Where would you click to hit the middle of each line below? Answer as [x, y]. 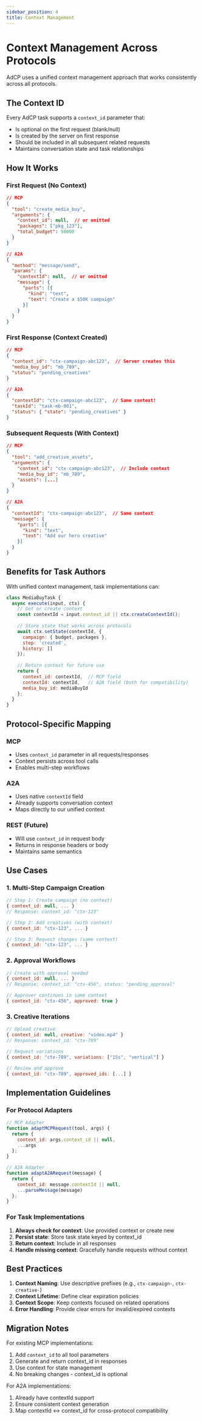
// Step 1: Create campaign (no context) [60, 901]
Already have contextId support [55, 1398]
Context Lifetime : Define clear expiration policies [77, 1297]
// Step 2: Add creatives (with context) [60, 923]
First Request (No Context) [46, 185]
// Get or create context [50, 609]
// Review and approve [35, 1068]
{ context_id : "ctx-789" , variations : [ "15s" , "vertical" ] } [85, 1057]
